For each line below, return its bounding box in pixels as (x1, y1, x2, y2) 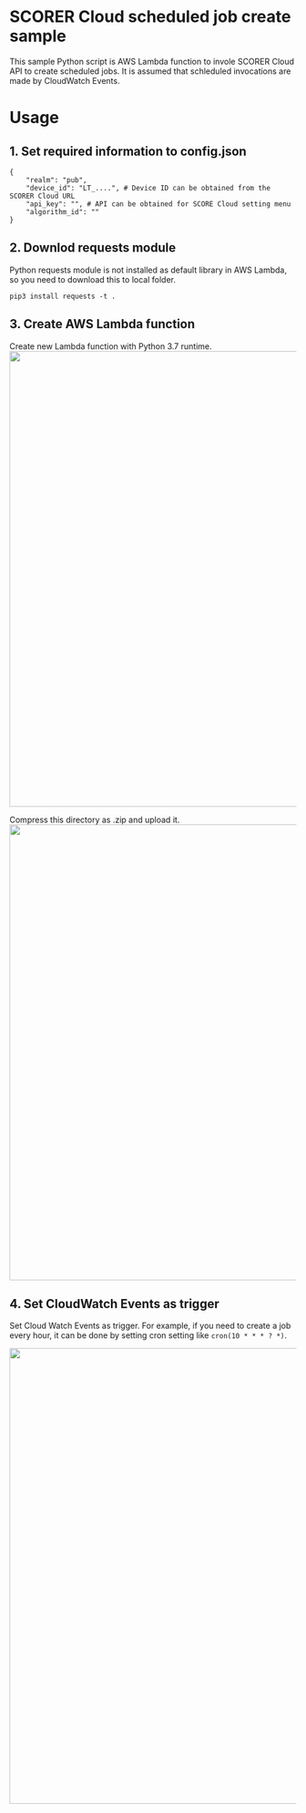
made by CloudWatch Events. (9, 75, 120, 86)
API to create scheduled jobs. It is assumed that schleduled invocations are (9, 66, 291, 77)
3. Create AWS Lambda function (9, 316, 196, 332)
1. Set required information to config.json (9, 143, 248, 159)
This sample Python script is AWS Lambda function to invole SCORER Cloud (9, 56, 294, 67)
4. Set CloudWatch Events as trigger (9, 1296, 220, 1312)
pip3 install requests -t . (9, 292, 117, 301)
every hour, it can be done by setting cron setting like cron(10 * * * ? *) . (9, 1330, 288, 1341)
